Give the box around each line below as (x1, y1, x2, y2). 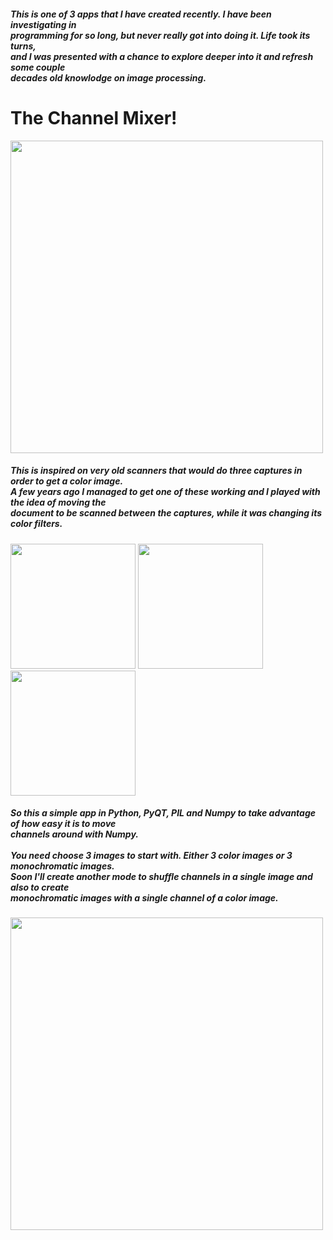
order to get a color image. (10, 475, 124, 487)
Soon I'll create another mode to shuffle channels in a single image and (10, 871, 313, 883)
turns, (10, 40, 37, 52)
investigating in (10, 18, 77, 30)
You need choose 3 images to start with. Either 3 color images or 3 (10, 850, 293, 862)
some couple (10, 61, 66, 73)
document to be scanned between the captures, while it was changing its (10, 507, 323, 519)
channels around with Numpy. (10, 828, 139, 840)
